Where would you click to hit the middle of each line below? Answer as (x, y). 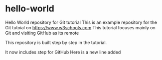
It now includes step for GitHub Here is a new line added (63, 52)
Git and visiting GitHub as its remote (42, 33)
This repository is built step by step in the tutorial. (56, 42)
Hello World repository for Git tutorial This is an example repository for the (81, 22)
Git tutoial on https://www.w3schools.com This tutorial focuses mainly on (80, 27)
